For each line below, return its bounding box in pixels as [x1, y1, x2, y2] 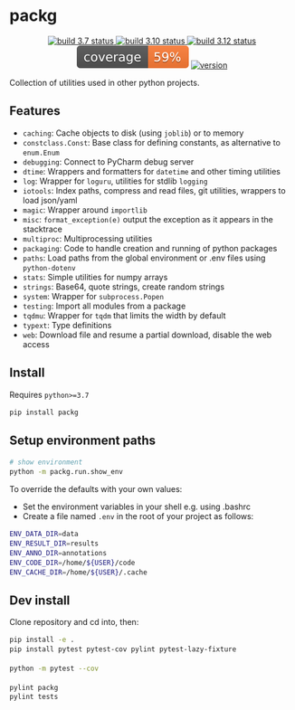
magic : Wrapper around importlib [22, 204, 147, 215]
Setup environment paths [9, 432, 157, 448]
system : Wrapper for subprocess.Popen [22, 290, 165, 301]
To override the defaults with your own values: [9, 484, 183, 494]
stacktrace [22, 223, 63, 234]
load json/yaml [22, 194, 78, 205]
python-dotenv [22, 263, 76, 272]
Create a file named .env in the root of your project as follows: [22, 511, 254, 521]
